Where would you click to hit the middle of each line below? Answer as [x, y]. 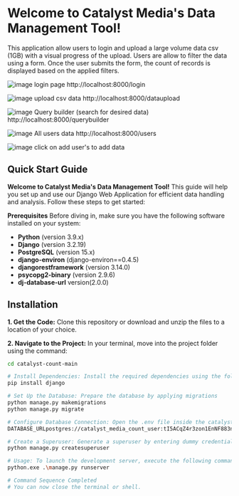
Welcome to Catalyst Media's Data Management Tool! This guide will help [118, 186]
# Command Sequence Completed [52, 481]
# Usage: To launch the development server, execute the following [110, 461]
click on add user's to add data [80, 147]
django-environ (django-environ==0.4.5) [78, 259]
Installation [33, 305]
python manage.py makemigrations [57, 403]
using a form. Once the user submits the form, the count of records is [109, 63]
